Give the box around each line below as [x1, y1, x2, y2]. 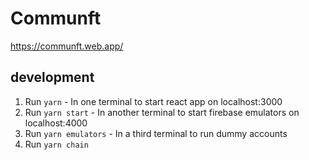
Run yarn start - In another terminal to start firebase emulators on [24, 106, 300, 118]
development [10, 69, 95, 86]
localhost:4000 [24, 117, 88, 129]
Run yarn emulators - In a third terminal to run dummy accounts [24, 127, 288, 139]
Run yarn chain [24, 138, 89, 150]
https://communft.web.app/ [10, 40, 124, 52]
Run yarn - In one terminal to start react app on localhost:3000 [24, 95, 283, 107]
